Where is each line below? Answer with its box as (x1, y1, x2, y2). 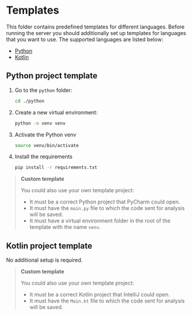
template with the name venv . (29, 224, 101, 231)
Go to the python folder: (14, 87, 72, 94)
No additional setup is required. (6, 256, 83, 264)
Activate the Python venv (14, 131, 76, 138)
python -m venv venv (14, 120, 66, 126)
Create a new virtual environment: (14, 109, 98, 116)
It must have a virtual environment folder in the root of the (29, 217, 171, 224)
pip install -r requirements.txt (14, 164, 98, 171)
